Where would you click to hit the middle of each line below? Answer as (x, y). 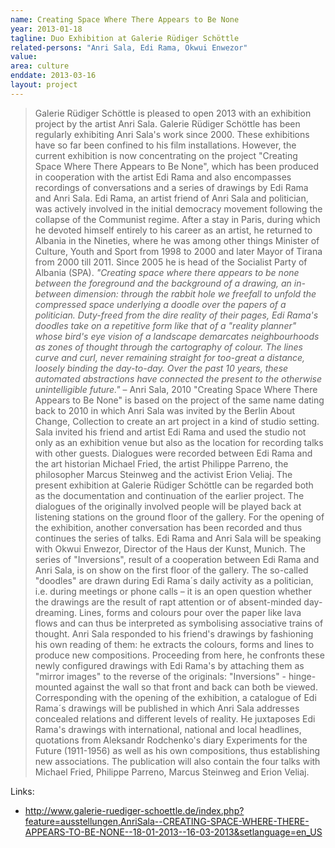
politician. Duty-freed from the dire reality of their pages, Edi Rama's (176, 315)
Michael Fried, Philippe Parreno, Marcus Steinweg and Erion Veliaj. (172, 772)
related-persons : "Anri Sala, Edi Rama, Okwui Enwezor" (129, 47)
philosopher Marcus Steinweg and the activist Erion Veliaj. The (163, 474)
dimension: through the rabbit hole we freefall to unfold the (195, 293)
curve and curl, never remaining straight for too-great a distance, (170, 357)
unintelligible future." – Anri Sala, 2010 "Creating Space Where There (176, 389)
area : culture (40, 66)
